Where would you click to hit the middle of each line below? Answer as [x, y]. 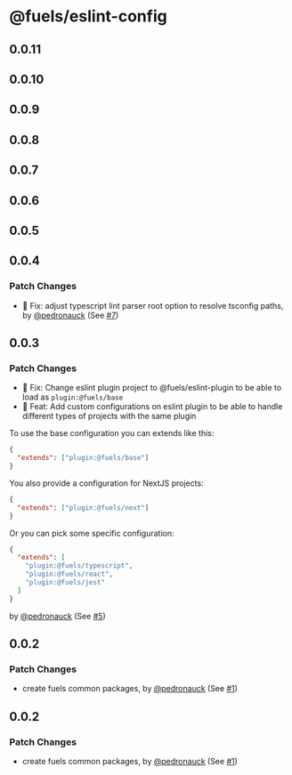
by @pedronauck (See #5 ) [58, 616]
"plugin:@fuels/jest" [65, 583]
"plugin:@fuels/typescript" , [79, 566]
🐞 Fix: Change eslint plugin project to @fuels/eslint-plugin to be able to [152, 388]
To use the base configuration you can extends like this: [112, 433]
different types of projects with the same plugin [109, 416]
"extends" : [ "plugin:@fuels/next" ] [83, 508]
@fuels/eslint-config [88, 16]
